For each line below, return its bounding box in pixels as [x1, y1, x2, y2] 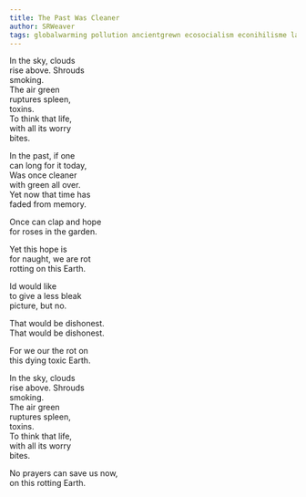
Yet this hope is [9, 243, 67, 255]
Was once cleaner [9, 170, 77, 181]
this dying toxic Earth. [9, 355, 91, 366]
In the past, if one [9, 150, 76, 161]
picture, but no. [9, 300, 67, 311]
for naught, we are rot [9, 254, 91, 264]
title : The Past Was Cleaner [9, 13, 120, 23]
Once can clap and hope [9, 216, 102, 228]
